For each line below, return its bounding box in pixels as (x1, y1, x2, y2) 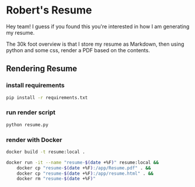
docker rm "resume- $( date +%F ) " (16, 176, 96, 182)
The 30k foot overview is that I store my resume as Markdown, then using (6, 40, 184, 47)
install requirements (6, 81, 65, 90)
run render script (6, 108, 56, 117)
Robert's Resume (6, 4, 92, 17)
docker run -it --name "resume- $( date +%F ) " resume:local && (6, 159, 159, 165)
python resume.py (6, 121, 49, 128)
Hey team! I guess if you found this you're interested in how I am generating (6, 23, 190, 30)
